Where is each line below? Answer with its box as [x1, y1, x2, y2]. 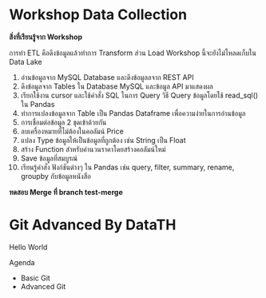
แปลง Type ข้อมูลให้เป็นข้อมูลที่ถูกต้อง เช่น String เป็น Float [20, 135, 186, 145]
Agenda [9, 257, 35, 267]
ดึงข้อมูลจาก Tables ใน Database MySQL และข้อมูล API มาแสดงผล [20, 81, 214, 91]
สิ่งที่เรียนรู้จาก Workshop [9, 32, 83, 42]
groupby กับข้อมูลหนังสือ [20, 171, 91, 181]
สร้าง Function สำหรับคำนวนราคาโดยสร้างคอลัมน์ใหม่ [20, 144, 166, 153]
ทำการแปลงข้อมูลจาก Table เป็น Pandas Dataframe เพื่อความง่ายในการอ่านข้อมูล [20, 108, 246, 117]
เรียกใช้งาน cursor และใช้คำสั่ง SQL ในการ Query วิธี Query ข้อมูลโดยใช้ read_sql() [20, 90, 259, 100]
